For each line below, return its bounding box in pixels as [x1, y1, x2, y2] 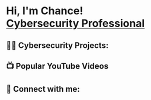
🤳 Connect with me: [6, 84, 80, 94]
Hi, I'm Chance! [6, 4, 83, 18]
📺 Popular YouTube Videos [6, 61, 108, 71]
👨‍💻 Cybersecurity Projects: [6, 40, 109, 50]
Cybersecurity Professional [6, 17, 145, 30]
